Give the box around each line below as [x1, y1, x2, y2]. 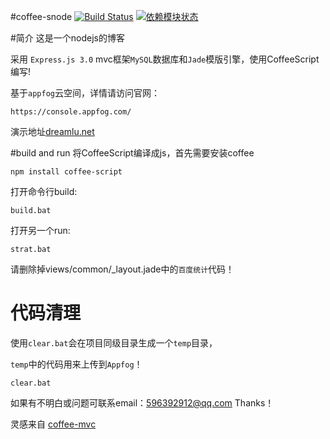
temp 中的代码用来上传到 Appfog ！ [10, 358, 143, 370]
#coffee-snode [10, 11, 73, 22]
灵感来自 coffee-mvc [10, 418, 97, 430]
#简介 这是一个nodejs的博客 [10, 32, 125, 44]
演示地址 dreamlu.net [10, 126, 95, 137]
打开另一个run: [10, 225, 71, 236]
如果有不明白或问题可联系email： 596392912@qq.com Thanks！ [10, 396, 275, 409]
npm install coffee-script [10, 167, 123, 177]
